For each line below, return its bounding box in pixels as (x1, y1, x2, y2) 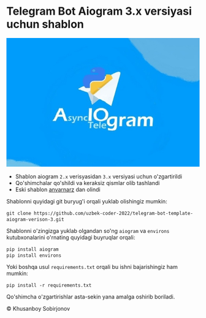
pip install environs (6, 252, 62, 259)
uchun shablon (6, 17, 85, 31)
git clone (6, 210, 32, 216)
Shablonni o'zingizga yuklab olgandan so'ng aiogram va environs (6, 227, 170, 234)
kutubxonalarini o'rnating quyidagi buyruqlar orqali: (6, 233, 135, 241)
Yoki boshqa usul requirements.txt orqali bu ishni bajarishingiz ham (6, 263, 178, 270)
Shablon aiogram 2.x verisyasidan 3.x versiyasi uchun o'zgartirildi (15, 173, 183, 180)
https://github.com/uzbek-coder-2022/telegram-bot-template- (33, 210, 193, 216)
